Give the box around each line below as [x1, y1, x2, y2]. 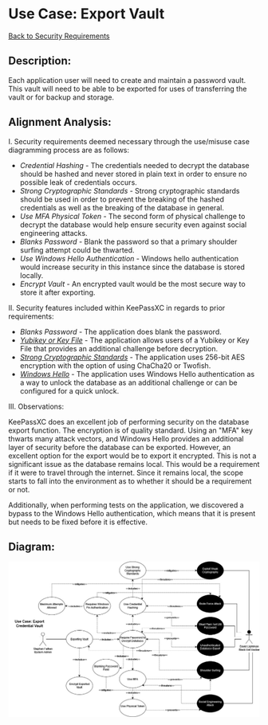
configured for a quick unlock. [19, 386, 120, 395]
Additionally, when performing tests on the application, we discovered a [8, 500, 245, 510]
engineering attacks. [19, 228, 88, 237]
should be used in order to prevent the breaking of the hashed [19, 194, 225, 204]
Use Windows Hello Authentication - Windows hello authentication [19, 253, 239, 263]
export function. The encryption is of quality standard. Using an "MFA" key [8, 425, 254, 435]
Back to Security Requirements [8, 31, 110, 41]
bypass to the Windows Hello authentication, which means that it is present [8, 508, 256, 518]
